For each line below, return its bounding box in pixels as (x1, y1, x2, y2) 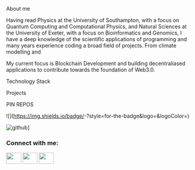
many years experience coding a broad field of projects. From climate (6, 42, 177, 49)
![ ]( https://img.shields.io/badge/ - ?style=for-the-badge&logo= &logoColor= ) (6, 113, 190, 119)
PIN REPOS (6, 101, 34, 108)
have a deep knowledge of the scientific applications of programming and (6, 36, 187, 42)
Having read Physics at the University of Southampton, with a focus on (6, 17, 180, 23)
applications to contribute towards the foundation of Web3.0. (6, 66, 156, 73)
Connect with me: (6, 138, 59, 147)
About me (6, 5, 30, 12)
